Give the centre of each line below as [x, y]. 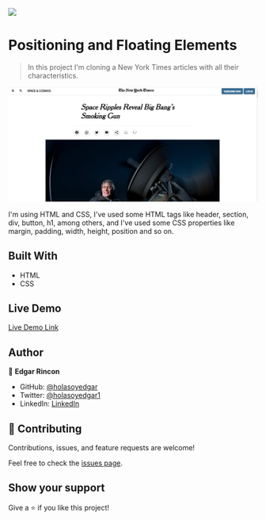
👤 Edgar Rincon [34, 372]
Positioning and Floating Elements [123, 46]
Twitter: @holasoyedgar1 [60, 396]
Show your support [57, 488]
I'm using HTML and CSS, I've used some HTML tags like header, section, [129, 214]
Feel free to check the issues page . [65, 463]
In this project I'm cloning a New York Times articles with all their [133, 67]
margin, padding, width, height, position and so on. [91, 231]
